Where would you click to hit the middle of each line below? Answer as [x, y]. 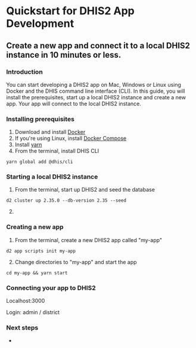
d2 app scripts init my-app [41, 251]
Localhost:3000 [26, 301]
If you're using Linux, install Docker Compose [71, 139]
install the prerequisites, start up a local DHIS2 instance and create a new [96, 97]
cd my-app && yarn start [37, 273]
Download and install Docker [50, 132]
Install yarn [28, 145]
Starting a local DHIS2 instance [52, 177]
